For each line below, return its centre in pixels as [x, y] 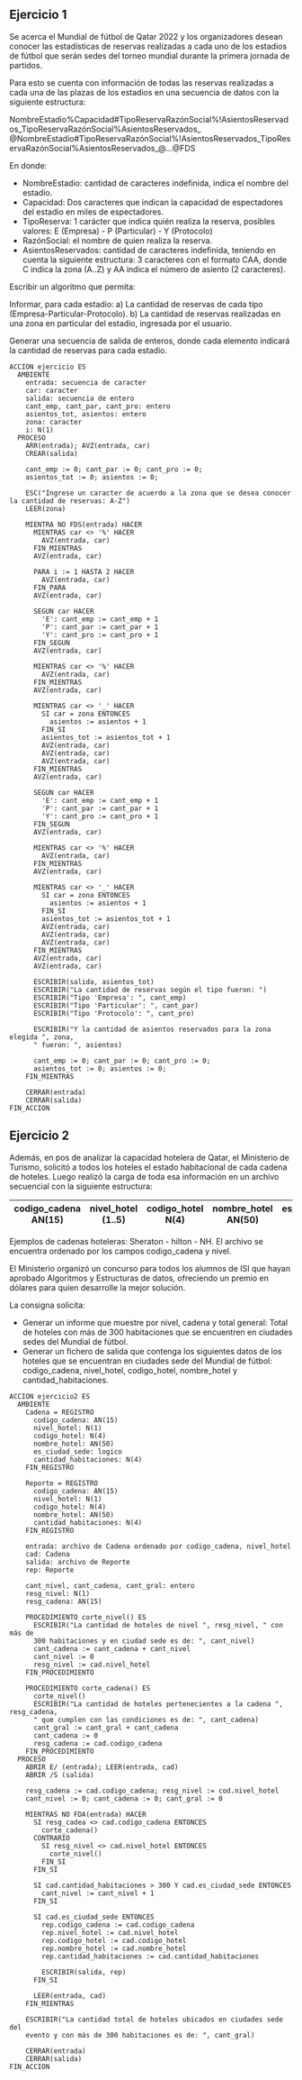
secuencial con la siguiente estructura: [81, 1186]
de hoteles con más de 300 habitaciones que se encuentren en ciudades [157, 1332]
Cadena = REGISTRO [60, 1412]
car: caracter [52, 390]
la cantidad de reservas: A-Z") [70, 501]
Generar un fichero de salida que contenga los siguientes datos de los [152, 1351]
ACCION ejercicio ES [48, 367]
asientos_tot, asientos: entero [86, 414]
